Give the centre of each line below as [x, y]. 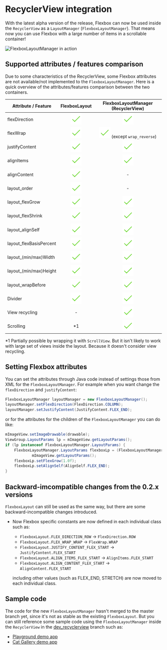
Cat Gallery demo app [35, 642]
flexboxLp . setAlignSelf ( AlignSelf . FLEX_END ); [62, 466]
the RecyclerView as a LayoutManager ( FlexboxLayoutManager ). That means [80, 28]
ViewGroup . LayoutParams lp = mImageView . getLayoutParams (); [69, 440]
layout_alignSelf [23, 229]
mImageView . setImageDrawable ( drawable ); [48, 434]
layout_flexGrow [24, 202]
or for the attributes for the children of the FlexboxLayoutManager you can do [83, 420]
